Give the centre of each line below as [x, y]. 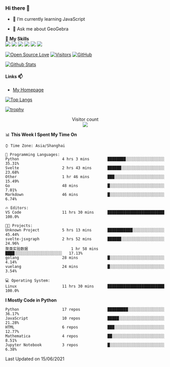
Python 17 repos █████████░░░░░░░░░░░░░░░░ [85, 309]
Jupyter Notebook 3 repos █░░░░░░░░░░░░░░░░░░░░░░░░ [85, 345]
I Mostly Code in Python [31, 300]
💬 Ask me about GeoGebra [40, 29]
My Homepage [28, 90]
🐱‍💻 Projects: [19, 225]
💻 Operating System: [28, 280]
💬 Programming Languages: [32, 154]
